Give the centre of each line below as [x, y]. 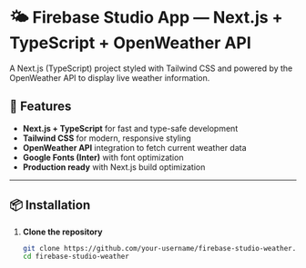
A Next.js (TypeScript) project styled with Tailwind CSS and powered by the [151, 68]
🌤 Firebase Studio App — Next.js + [147, 18]
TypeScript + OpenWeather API [131, 43]
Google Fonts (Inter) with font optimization [103, 157]
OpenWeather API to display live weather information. [110, 77]
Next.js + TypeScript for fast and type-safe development [130, 128]
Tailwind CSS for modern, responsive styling [107, 138]
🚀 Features [41, 107]
